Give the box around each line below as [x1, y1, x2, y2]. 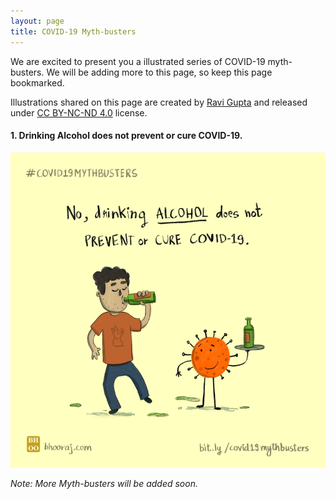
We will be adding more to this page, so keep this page [46, 66, 273, 78]
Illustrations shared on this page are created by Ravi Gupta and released [10, 96, 308, 108]
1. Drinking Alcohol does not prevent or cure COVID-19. [10, 130, 243, 142]
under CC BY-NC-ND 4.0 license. [10, 106, 148, 119]
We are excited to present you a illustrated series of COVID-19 [10, 55, 266, 67]
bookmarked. [10, 76, 65, 89]
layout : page [10, 16, 65, 26]
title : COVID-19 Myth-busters [10, 26, 137, 37]
